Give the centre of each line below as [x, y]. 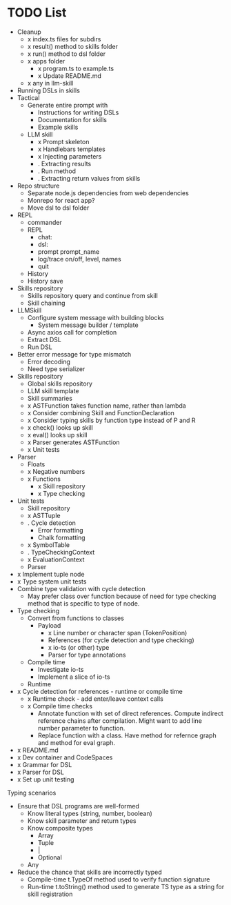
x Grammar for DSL [44, 764]
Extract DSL [44, 339]
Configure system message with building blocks [96, 317]
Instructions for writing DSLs [78, 112]
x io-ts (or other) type [79, 647]
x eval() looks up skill [57, 435]
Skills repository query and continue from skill [93, 295]
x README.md [38, 750]
